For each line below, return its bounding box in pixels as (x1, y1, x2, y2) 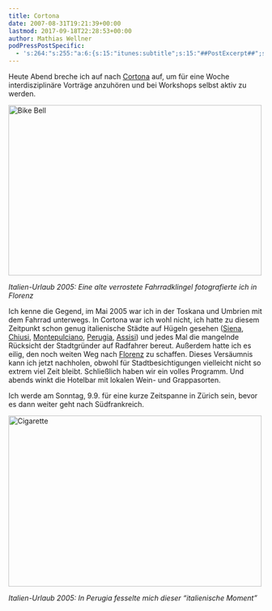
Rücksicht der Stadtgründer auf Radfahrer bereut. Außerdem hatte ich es (8, 341, 252, 350)
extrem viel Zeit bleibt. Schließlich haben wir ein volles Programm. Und (8, 367, 244, 376)
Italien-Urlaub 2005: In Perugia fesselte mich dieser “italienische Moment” (8, 593, 257, 603)
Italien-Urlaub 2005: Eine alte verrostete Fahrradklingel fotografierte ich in (8, 282, 257, 291)
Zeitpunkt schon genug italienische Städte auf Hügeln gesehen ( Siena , (8, 324, 244, 333)
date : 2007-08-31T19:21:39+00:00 (8, 19, 121, 28)
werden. (8, 89, 36, 98)
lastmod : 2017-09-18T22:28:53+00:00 (8, 27, 132, 35)
